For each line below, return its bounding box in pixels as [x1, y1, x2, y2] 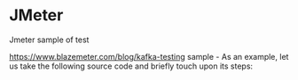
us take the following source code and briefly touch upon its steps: [9, 61, 254, 71]
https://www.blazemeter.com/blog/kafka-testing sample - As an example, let [9, 51, 289, 62]
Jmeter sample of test [9, 34, 90, 45]
